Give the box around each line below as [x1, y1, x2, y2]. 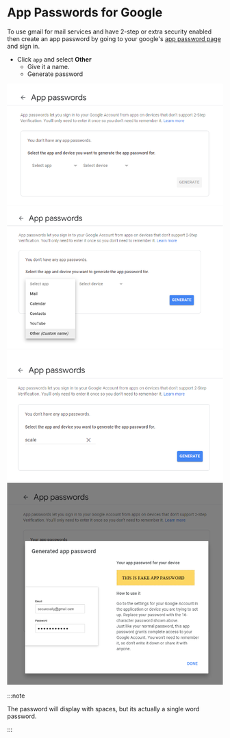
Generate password [27, 70, 84, 78]
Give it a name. [27, 62, 70, 71]
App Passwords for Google [7, 5, 163, 21]
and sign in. [7, 42, 40, 50]
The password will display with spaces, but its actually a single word [7, 704, 200, 713]
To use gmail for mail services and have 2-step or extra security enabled [7, 27, 212, 36]
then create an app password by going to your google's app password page [7, 34, 221, 42]
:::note [7, 691, 25, 700]
